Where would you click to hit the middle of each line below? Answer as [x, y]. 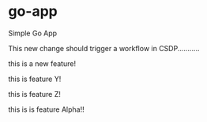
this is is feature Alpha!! [46, 109]
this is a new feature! [42, 63]
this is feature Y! [35, 79]
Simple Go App [33, 33]
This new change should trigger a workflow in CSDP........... [104, 48]
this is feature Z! [35, 94]
